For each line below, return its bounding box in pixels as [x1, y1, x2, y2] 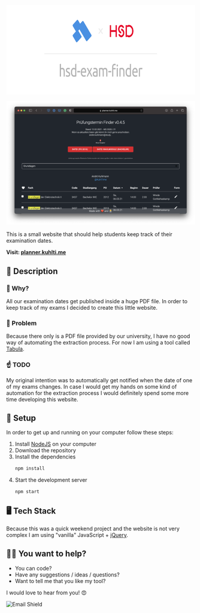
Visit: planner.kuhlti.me [6, 249, 66, 256]
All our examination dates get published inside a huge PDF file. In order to [6, 297, 187, 304]
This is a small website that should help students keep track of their [6, 231, 172, 238]
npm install [14, 466, 45, 472]
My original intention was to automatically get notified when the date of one [6, 376, 193, 383]
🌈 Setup [6, 413, 37, 423]
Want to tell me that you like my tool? [14, 577, 106, 584]
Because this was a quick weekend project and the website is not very [6, 525, 180, 532]
